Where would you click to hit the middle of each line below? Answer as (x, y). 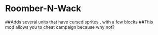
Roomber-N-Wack (43, 9)
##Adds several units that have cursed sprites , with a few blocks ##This (79, 22)
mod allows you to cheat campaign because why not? (60, 27)
